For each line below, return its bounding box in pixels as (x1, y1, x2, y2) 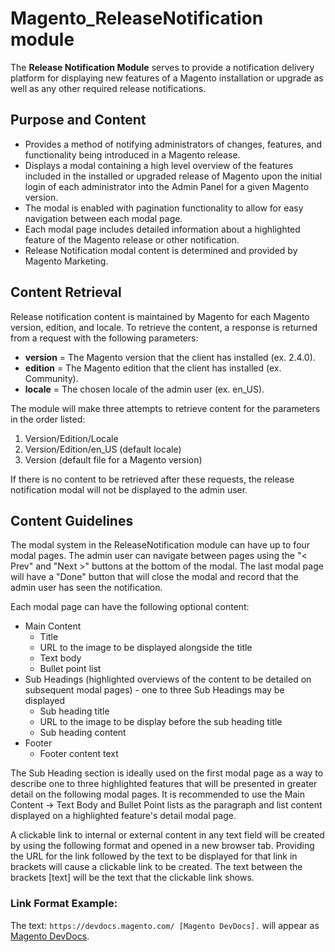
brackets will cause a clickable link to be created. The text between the (10, 861, 303, 873)
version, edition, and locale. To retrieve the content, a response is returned (10, 321, 318, 333)
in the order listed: (10, 413, 86, 425)
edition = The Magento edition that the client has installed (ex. (24, 362, 282, 374)
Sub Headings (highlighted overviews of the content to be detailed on (24, 673, 312, 686)
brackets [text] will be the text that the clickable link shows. (10, 872, 255, 884)
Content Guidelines (10, 512, 134, 529)
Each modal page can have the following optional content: (10, 601, 250, 613)
